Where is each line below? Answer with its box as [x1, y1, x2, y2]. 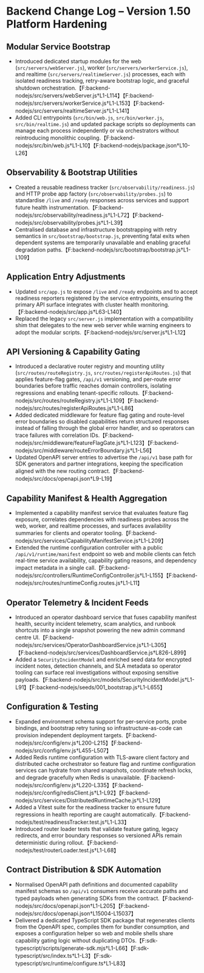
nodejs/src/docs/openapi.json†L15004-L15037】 [15, 910, 137, 917]
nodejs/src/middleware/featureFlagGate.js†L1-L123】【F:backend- [15, 439, 179, 447]
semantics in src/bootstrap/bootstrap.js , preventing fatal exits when [15, 232, 190, 239]
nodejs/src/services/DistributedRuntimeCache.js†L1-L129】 [15, 796, 164, 804]
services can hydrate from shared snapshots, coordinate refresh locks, [15, 766, 193, 774]
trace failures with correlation [15, 431, 89, 439]
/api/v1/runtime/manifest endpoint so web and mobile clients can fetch [15, 550, 196, 558]
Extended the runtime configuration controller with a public [15, 544, 163, 551]
